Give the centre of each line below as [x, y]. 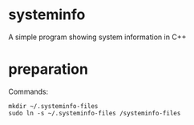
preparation [48, 69]
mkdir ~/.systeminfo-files [53, 106]
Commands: [28, 91]
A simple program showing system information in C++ [97, 37]
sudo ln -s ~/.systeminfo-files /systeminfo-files [95, 113]
